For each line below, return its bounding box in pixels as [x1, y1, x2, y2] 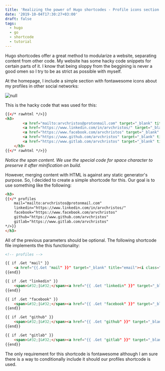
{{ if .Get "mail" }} [5, 261, 50, 266]
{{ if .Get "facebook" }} [5, 297, 58, 302]
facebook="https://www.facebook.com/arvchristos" [14, 210, 118, 215]
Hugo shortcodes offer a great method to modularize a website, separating [5, 53, 157, 58]
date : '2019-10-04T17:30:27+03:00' [5, 12, 78, 17]
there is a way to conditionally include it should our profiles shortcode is [5, 356, 151, 362]
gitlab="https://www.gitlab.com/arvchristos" [14, 219, 109, 224]
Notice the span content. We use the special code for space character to [5, 157, 153, 163]
